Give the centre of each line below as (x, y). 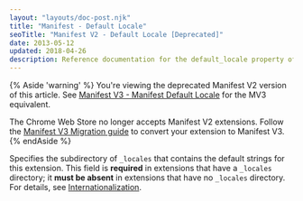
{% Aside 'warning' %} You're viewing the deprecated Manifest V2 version (148, 85)
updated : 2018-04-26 (48, 51)
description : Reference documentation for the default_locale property (147, 59)
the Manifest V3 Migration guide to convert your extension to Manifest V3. (147, 131)
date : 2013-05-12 (42, 43)
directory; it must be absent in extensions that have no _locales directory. (147, 178)
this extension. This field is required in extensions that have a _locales (141, 168)
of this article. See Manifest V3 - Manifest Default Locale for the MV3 (138, 95)
